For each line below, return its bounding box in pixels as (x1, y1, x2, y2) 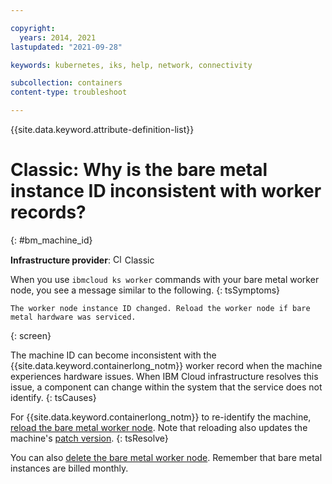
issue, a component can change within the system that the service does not (10, 381, 323, 393)
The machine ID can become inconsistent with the (10, 349, 217, 361)
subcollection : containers (10, 78, 123, 88)
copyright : (10, 23, 56, 33)
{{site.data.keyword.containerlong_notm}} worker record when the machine (10, 359, 323, 371)
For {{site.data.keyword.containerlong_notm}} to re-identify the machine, (10, 411, 312, 423)
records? (10, 201, 87, 224)
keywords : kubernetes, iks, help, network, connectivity (10, 60, 253, 70)
